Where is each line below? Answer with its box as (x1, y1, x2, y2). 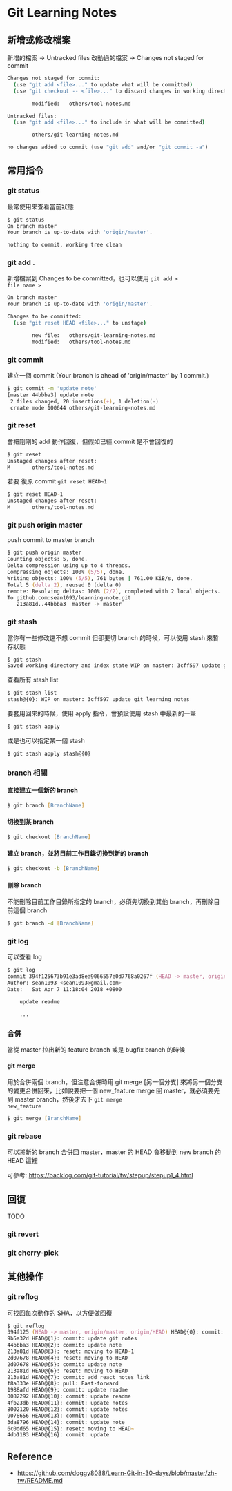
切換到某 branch (7, 818, 54, 826)
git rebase (7, 1131, 42, 1141)
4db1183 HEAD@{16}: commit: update (7, 1432, 110, 1439)
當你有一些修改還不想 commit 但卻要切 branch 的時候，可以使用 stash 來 (7, 633, 213, 642)
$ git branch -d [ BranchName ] (7, 920, 95, 927)
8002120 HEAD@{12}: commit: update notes (7, 1405, 128, 1413)
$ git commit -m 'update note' (7, 385, 97, 392)
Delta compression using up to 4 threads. (7, 562, 131, 569)
